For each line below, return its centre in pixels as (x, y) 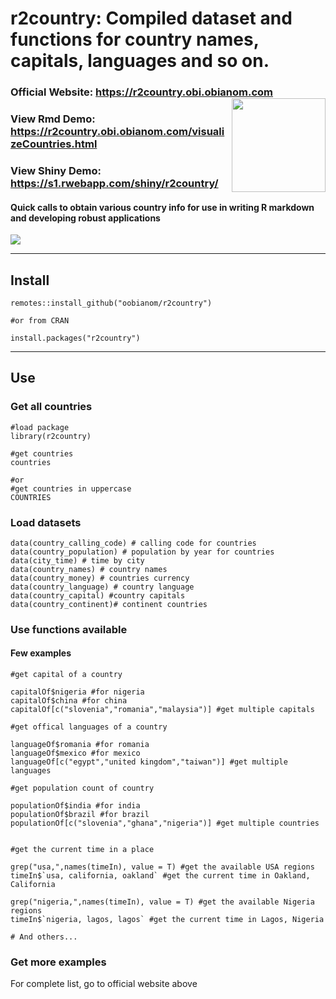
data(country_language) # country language (102, 587)
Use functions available (69, 629)
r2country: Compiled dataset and (151, 18)
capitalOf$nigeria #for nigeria (77, 692)
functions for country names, (135, 39)
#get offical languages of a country (89, 727)
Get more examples (58, 962)
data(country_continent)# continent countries (109, 604)
